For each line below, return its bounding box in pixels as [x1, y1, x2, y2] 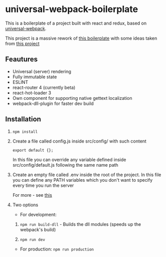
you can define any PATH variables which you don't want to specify [12, 177, 153, 183]
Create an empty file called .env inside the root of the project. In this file [12, 172, 161, 178]
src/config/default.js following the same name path [12, 162, 119, 168]
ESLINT [12, 79, 29, 85]
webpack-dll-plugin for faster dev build [12, 100, 94, 106]
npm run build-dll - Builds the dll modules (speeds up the [20, 221, 141, 227]
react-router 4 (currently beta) [12, 84, 75, 90]
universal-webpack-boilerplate [5, 4, 138, 15]
